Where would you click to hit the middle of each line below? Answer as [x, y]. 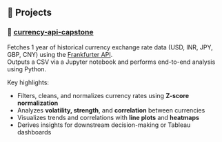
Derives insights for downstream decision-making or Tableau [104, 125]
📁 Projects [30, 13]
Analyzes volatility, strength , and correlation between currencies [111, 110]
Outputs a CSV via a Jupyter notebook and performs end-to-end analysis [111, 62]
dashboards [34, 132]
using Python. [27, 69]
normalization [38, 103]
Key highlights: [28, 82]
